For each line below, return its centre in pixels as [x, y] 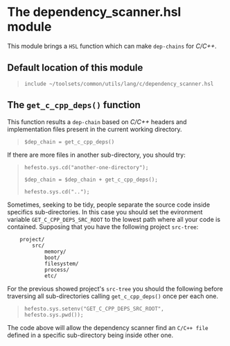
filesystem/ [61, 263]
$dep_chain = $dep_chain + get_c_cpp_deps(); [91, 180]
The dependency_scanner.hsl [94, 12]
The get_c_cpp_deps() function [74, 105]
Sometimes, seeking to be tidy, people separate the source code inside [108, 205]
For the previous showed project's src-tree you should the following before [115, 288]
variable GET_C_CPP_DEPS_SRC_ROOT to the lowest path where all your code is [114, 219]
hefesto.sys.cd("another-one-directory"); [86, 167]
